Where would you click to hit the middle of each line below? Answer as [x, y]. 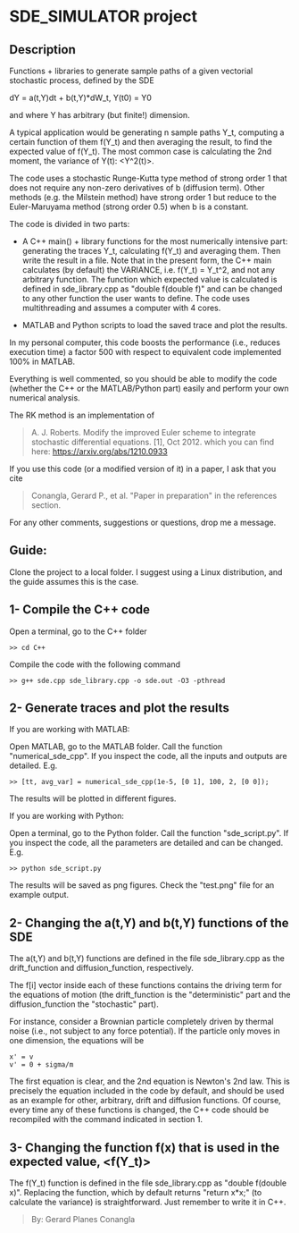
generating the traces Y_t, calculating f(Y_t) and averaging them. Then [151, 251]
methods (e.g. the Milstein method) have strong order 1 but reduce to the [143, 197]
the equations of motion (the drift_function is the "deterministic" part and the [150, 995]
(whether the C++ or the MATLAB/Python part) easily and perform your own [149, 388]
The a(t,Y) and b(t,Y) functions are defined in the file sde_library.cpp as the [147, 959]
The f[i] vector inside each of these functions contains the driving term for [146, 985]
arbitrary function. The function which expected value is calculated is [149, 279]
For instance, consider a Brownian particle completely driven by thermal [141, 1022]
